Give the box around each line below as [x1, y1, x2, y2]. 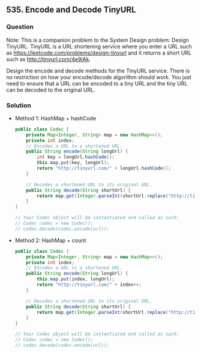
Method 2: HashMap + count [14, 237, 86, 244]
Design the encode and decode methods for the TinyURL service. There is [6, 67, 190, 74]
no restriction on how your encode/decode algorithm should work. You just [6, 73, 192, 80]
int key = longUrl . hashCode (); [37, 154, 115, 161]
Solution [6, 101, 32, 110]
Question [6, 23, 34, 31]
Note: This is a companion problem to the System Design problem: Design [6, 36, 189, 44]
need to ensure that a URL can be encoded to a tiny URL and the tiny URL [6, 80, 188, 87]
